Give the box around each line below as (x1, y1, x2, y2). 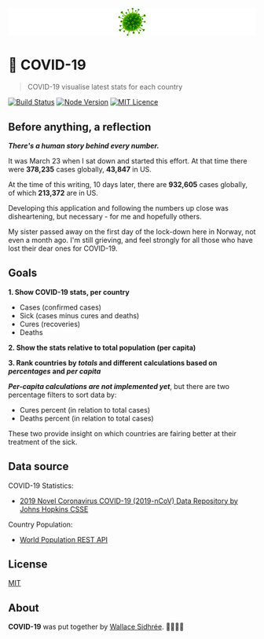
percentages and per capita (8, 366, 101, 376)
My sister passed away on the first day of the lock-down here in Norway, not (8, 227, 256, 237)
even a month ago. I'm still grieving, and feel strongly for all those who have (8, 236, 253, 245)
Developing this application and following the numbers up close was (8, 204, 229, 213)
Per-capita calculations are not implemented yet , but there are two (8, 381, 230, 391)
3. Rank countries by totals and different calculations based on (8, 358, 218, 367)
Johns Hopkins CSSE (19, 504, 89, 514)
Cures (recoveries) (19, 319, 81, 329)
